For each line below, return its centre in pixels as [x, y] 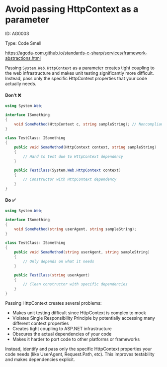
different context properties [41, 323]
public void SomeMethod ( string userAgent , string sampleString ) [82, 252]
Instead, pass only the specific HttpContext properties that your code [76, 78]
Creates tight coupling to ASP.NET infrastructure [62, 329]
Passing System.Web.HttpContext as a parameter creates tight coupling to [80, 68]
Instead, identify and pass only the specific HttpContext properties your [79, 349]
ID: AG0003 [17, 33]
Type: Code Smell [23, 43]
